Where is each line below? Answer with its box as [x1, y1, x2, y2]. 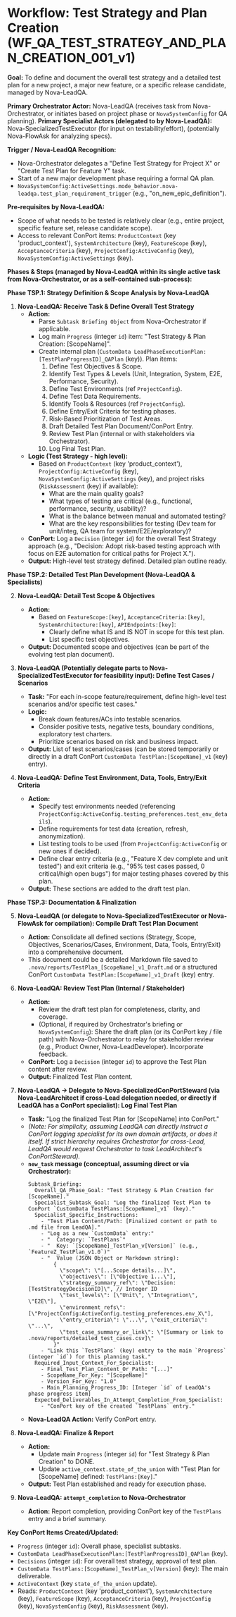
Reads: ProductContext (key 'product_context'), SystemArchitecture [17, 1587, 213, 1595]
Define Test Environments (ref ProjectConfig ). [48, 384, 183, 392]
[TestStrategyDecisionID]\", [27, 1285, 114, 1292]
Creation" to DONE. [38, 1457, 95, 1466]
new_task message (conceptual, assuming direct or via [27, 1159, 190, 1167]
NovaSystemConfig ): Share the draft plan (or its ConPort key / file [38, 1027, 223, 1036]
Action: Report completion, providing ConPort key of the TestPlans [27, 1506, 223, 1516]
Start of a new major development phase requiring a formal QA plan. [17, 174, 216, 182]
